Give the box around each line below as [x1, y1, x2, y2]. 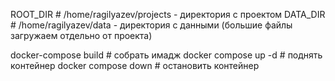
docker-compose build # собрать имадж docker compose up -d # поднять [10, 49, 323, 61]
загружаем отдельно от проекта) [10, 30, 153, 41]
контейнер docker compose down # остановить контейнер [10, 60, 260, 71]
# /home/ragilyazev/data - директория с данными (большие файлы [10, 19, 293, 31]
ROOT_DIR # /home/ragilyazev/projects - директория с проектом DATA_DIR [10, 9, 326, 20]
